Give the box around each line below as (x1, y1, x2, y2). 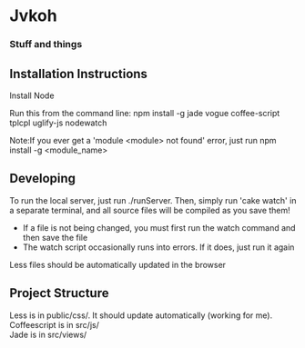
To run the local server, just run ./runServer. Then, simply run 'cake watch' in (9, 194, 297, 205)
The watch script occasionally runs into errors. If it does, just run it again (22, 242, 295, 253)
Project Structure (9, 285, 109, 301)
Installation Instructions (9, 65, 148, 82)
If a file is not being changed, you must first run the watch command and (22, 222, 296, 233)
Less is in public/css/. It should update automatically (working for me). (9, 310, 273, 321)
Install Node (9, 90, 55, 101)
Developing (9, 171, 76, 186)
